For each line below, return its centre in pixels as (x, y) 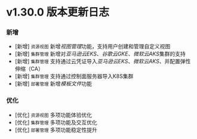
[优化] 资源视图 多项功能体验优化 (53, 115)
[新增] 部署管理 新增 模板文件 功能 (53, 84)
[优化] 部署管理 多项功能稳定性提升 (56, 129)
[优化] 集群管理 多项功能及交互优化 (56, 122)
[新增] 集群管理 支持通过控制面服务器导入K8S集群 (74, 76)
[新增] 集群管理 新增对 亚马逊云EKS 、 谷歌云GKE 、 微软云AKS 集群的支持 (100, 54)
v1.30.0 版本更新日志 (58, 12)
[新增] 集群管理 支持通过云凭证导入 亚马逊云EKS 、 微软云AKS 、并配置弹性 (103, 61)
